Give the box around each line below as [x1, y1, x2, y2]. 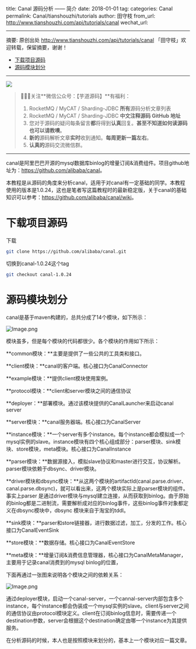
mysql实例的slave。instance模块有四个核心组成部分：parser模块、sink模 [6, 438, 181, 445]
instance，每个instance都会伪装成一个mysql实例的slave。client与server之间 [6, 602, 190, 609]
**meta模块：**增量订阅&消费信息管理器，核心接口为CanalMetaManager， [6, 551, 187, 558]
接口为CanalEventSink [6, 526, 60, 534]
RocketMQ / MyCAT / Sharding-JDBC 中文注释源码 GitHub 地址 [29, 112, 181, 119]
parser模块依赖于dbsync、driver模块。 [6, 465, 100, 472]
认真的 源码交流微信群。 [29, 142, 86, 148]
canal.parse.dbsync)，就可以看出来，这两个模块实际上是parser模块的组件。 [6, 485, 188, 492]
